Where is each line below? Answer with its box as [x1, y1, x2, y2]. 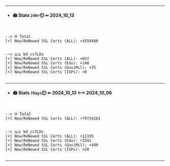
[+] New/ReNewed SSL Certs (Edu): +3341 [5, 138, 92, 143]
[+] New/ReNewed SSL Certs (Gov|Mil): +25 [5, 65, 96, 70]
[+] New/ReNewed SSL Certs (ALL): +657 [5, 56, 90, 61]
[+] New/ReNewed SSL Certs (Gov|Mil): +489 [5, 143, 99, 148]
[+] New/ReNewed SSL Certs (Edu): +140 [5, 61, 90, 66]
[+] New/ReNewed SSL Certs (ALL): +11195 [5, 134, 94, 139]
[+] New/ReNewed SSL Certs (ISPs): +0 [5, 69, 87, 75]
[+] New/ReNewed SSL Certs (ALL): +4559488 [5, 38, 99, 44]
